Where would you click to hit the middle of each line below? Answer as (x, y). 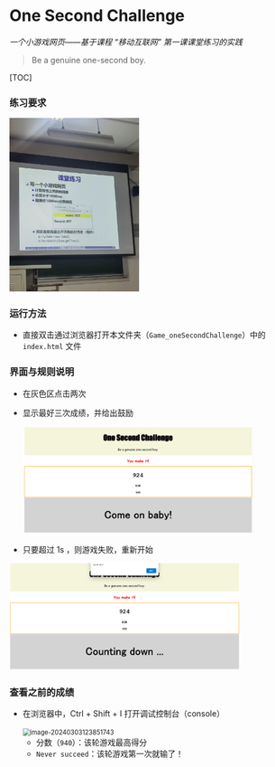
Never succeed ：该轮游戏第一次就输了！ (110, 754)
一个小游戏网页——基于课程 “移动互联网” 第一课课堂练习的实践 (126, 42)
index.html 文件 (52, 346)
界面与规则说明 (42, 372)
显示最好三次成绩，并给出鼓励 (78, 412)
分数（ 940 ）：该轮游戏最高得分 (92, 743)
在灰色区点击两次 (54, 393)
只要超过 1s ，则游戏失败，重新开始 (87, 549)
